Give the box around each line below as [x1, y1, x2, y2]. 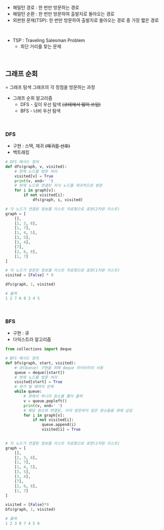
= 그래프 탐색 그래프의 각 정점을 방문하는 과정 [5, 84, 95, 90]
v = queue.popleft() [23, 398, 67, 403]
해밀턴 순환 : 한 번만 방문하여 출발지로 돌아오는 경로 [12, 11, 115, 17]
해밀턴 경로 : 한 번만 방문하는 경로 [12, 5, 79, 10]
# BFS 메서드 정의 [5, 356, 39, 361]
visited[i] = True [41, 427, 81, 432]
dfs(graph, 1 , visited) [5, 282, 56, 287]
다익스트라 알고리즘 [12, 336, 51, 343]
